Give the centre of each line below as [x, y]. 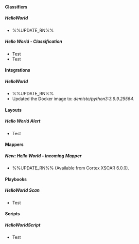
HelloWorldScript [23, 225]
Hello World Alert [23, 121]
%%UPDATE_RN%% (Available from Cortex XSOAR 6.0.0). [71, 168]
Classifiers [16, 7]
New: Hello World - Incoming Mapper [43, 156]
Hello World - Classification [34, 41]
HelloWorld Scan [22, 190]
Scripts [13, 214]
